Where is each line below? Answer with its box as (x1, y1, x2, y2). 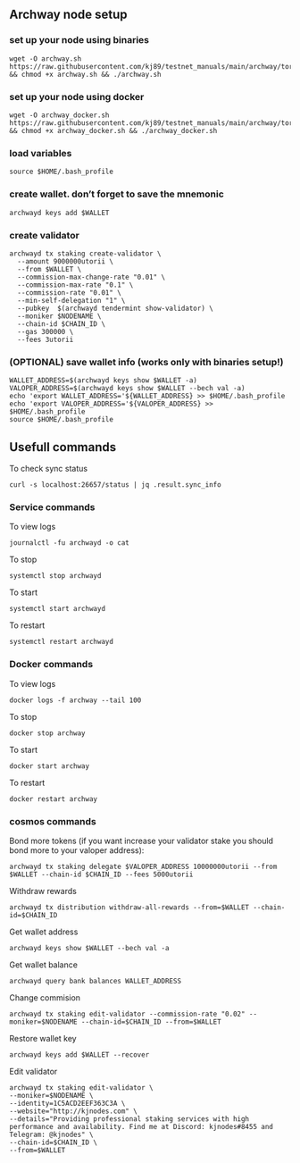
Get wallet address (9, 926, 79, 937)
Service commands (9, 500, 96, 513)
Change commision (9, 991, 81, 1003)
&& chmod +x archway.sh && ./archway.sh (9, 70, 162, 79)
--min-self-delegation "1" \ (17, 296, 126, 305)
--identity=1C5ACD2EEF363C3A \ (9, 1099, 126, 1108)
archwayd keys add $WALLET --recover (9, 1050, 150, 1059)
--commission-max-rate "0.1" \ (17, 280, 134, 289)
